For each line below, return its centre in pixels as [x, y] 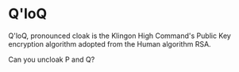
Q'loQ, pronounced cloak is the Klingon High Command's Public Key [120, 36]
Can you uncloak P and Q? [52, 59]
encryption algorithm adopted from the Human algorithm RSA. [110, 44]
